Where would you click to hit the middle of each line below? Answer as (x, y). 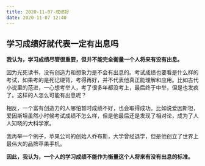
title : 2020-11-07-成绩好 (38, 12)
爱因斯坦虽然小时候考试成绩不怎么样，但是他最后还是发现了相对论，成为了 (100, 116)
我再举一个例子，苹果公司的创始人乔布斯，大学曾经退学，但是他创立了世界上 (103, 136)
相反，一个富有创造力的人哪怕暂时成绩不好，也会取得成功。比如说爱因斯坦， (103, 108)
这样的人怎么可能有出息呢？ (52, 95)
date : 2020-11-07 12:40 (37, 18)
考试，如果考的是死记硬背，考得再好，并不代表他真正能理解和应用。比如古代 (103, 80)
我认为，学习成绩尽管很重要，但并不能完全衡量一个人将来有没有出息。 (95, 60)
